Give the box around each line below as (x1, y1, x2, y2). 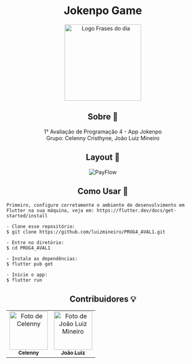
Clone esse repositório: (12, 224, 75, 230)
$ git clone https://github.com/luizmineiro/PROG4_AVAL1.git (6, 229, 166, 236)
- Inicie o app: (6, 272, 48, 278)
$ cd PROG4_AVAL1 (6, 245, 51, 251)
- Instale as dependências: (6, 256, 78, 262)
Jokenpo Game (63, 4, 143, 18)
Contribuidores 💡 (69, 294, 137, 304)
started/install (6, 213, 48, 219)
